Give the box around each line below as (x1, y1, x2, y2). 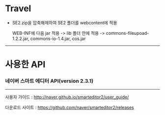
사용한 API (5, 59, 46, 70)
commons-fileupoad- (106, 30, 149, 36)
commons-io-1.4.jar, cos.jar (30, 35, 86, 42)
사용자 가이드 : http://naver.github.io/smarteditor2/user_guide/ (5, 94, 129, 100)
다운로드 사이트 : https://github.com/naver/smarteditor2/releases (5, 105, 134, 111)
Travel (5, 3, 31, 14)
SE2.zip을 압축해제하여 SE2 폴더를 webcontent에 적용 (12, 20, 117, 25)
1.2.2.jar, (12, 35, 29, 42)
